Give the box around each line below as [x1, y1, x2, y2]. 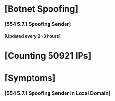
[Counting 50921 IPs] [4, 50, 92, 61]
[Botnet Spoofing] [4, 3, 79, 15]
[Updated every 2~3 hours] [4, 33, 61, 39]
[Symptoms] [4, 72, 56, 83]
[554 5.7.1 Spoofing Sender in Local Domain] [4, 90, 111, 96]
